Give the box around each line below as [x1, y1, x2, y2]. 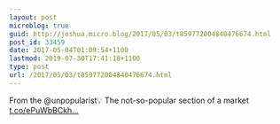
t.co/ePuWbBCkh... [9, 105, 80, 115]
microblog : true [9, 21, 69, 30]
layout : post [9, 12, 58, 22]
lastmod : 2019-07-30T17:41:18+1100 [9, 54, 141, 63]
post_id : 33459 [9, 37, 66, 47]
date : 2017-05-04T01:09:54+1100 [9, 46, 128, 55]
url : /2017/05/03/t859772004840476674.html [9, 71, 173, 80]
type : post [9, 63, 50, 72]
